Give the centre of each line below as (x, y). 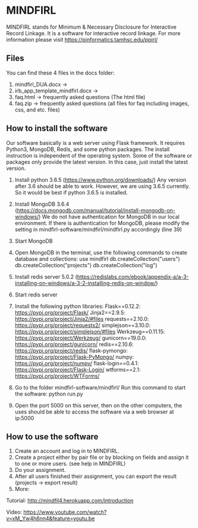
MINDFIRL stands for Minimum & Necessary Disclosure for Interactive (91, 27)
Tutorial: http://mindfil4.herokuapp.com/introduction (70, 501)
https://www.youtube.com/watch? (65, 512)
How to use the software (52, 436)
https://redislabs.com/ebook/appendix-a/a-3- (133, 277)
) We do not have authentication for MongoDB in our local (109, 217)
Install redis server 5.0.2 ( (46, 277)
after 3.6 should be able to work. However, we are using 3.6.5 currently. (102, 186)
